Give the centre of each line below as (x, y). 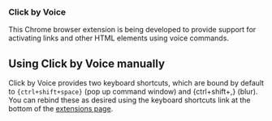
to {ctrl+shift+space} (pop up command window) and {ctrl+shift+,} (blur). (133, 92)
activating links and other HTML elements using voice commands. (119, 38)
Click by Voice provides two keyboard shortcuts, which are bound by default (136, 83)
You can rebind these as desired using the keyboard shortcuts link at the (130, 100)
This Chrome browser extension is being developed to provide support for (132, 30)
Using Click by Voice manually (86, 63)
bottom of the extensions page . (61, 109)
